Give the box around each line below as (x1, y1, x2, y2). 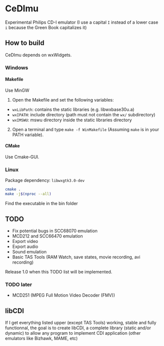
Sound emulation (12, 248, 47, 254)
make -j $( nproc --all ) (5, 192, 52, 197)
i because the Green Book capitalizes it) (5, 24, 87, 30)
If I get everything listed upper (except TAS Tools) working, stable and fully (5, 320, 157, 326)
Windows (5, 64, 28, 71)
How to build (5, 39, 45, 47)
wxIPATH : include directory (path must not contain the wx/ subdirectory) (12, 111, 156, 117)
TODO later (5, 281, 32, 288)
